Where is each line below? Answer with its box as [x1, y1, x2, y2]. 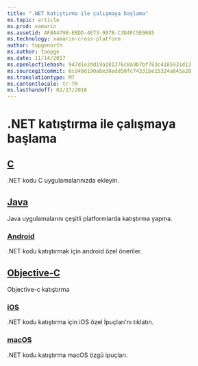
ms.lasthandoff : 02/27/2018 [7, 87, 88, 93]
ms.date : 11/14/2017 [7, 55, 66, 62]
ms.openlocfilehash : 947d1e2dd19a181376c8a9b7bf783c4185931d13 [7, 61, 192, 68]
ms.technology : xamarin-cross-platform [7, 36, 121, 43]
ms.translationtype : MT [7, 73, 75, 81]
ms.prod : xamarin [7, 23, 57, 30]
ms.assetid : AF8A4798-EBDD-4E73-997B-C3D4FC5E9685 [7, 29, 155, 36]
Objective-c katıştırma [7, 286, 70, 294]
